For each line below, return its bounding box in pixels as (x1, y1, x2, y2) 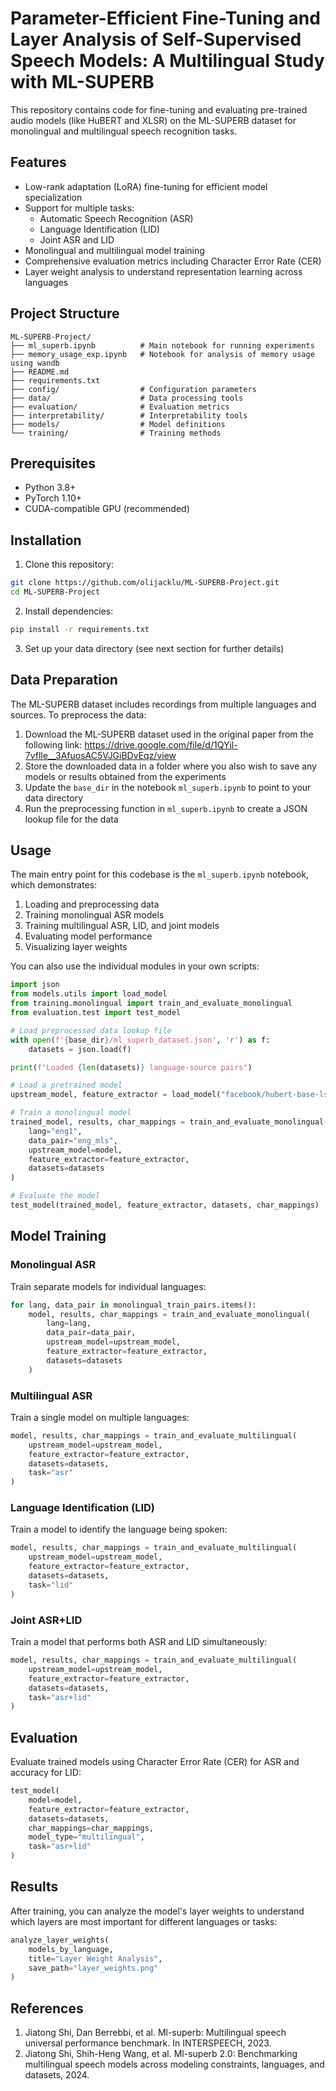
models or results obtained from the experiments (24, 770, 227, 782)
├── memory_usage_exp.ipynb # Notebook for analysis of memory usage (10, 349, 315, 359)
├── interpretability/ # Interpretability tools (10, 410, 248, 421)
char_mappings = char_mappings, (28, 1823, 155, 1833)
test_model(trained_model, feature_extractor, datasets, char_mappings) (10, 1200, 320, 1211)
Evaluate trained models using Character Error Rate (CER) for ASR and (10, 1756, 300, 1768)
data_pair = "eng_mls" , (28, 1135, 118, 1146)
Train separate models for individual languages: (10, 1280, 207, 1292)
